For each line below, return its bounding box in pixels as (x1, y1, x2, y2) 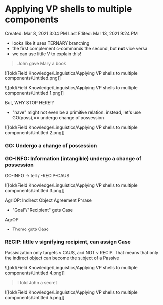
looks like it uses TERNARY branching (12, 40, 90, 46)
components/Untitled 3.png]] (5, 188, 65, 194)
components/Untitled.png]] (5, 75, 61, 81)
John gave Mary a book (17, 60, 66, 66)
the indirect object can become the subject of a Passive (5, 255, 119, 261)
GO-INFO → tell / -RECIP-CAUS (5, 173, 70, 179)
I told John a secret (17, 280, 57, 286)
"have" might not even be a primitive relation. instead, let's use (12, 109, 141, 115)
